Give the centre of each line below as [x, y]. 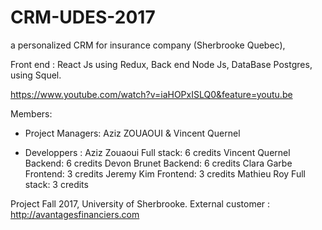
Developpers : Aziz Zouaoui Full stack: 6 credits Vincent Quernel [157, 152]
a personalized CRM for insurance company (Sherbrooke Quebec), [148, 45]
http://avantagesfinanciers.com [75, 214]
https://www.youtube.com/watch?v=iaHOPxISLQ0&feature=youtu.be [151, 94]
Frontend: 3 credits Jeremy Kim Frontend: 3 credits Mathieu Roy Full [165, 173]
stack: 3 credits [56, 184]
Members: [31, 113]
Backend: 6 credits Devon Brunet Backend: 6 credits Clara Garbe [158, 163]
